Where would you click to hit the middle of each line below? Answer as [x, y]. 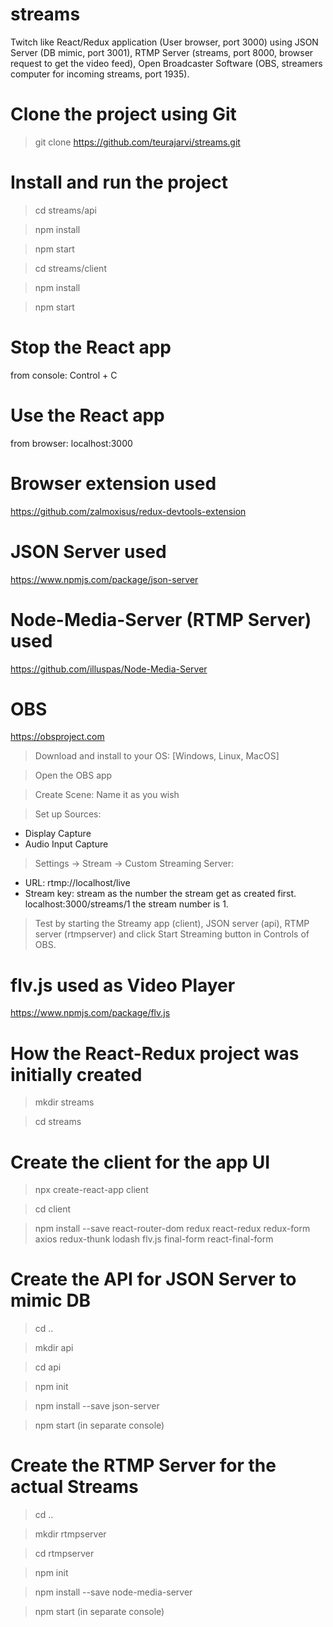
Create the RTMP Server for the [143, 1465]
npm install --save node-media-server [113, 1592]
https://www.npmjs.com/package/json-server [104, 579]
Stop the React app [91, 347]
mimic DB [51, 1300]
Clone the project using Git [123, 114]
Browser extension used [113, 483]
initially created [76, 1074]
